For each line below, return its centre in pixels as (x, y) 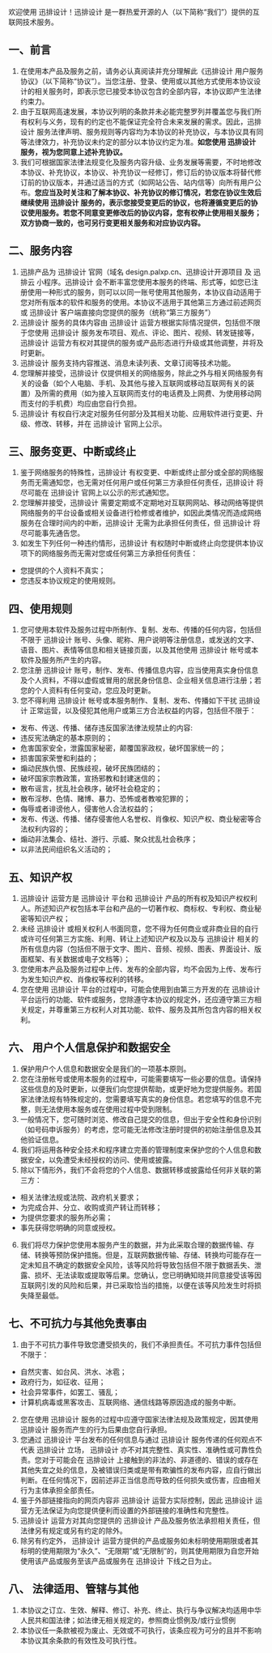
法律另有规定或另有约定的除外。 (73, 1530)
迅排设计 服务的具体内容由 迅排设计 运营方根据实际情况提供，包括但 (133, 322)
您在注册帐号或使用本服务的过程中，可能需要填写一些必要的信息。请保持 (140, 1078)
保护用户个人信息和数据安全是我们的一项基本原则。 (105, 1069)
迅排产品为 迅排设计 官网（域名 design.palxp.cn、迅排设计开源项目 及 (136, 272)
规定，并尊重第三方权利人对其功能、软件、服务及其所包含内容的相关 (141, 1009)
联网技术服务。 (33, 22)
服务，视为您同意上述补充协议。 (73, 151)
